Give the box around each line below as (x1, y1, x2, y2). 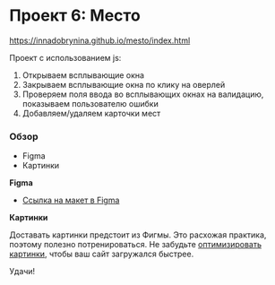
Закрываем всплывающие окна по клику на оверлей (21, 79, 226, 90)
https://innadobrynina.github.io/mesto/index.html (9, 35, 191, 46)
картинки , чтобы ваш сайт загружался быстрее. (9, 248, 194, 260)
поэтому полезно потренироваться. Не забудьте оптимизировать (9, 239, 262, 250)
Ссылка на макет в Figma (21, 194, 120, 206)
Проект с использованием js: (9, 52, 122, 63)
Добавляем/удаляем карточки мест (21, 108, 161, 118)
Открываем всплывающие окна (21, 69, 145, 81)
